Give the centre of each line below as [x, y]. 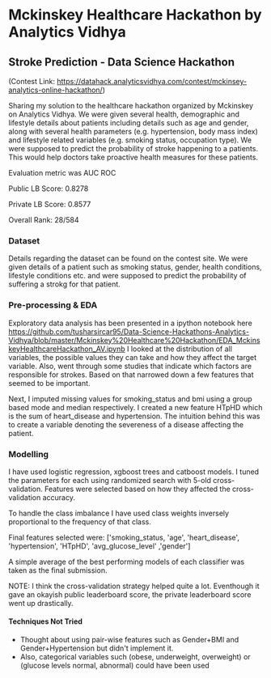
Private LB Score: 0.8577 [50, 204]
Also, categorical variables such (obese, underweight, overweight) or [135, 657]
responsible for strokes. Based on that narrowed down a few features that [131, 375]
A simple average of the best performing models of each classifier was [127, 561]
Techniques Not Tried [46, 621]
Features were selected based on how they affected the [137, 489]
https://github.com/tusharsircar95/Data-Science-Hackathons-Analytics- [129, 331]
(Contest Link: [32, 81]
